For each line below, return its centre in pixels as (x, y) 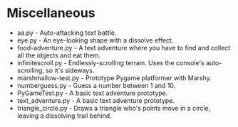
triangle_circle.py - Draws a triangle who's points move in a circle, (114, 108)
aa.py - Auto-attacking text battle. (67, 33)
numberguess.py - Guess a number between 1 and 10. (96, 85)
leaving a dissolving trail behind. (64, 116)
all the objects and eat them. (59, 55)
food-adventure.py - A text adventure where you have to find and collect (124, 48)
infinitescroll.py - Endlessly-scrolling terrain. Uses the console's (110, 62)
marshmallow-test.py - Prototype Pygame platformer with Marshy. (114, 78)
